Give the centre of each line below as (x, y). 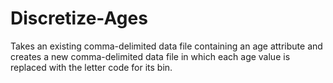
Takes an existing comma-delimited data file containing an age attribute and (166, 46)
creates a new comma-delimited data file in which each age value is (150, 56)
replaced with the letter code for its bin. (91, 67)
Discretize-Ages (79, 18)
